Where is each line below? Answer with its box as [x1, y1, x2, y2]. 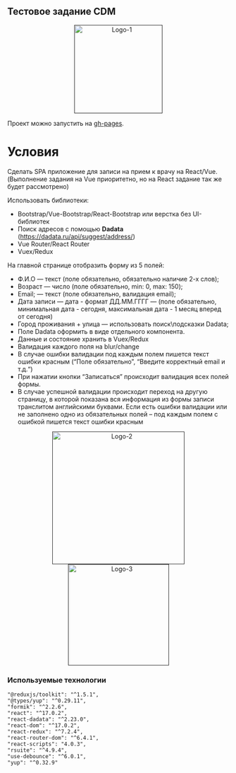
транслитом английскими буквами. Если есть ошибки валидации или [17, 402, 228, 411]
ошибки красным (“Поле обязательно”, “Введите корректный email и [17, 357, 225, 366]
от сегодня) [17, 312, 53, 320]
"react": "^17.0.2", [7, 710, 68, 717]
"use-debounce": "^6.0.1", [7, 753, 87, 760]
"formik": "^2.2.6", [7, 704, 68, 711]
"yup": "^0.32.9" [7, 760, 58, 767]
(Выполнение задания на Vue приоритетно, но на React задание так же [7, 175, 222, 183]
